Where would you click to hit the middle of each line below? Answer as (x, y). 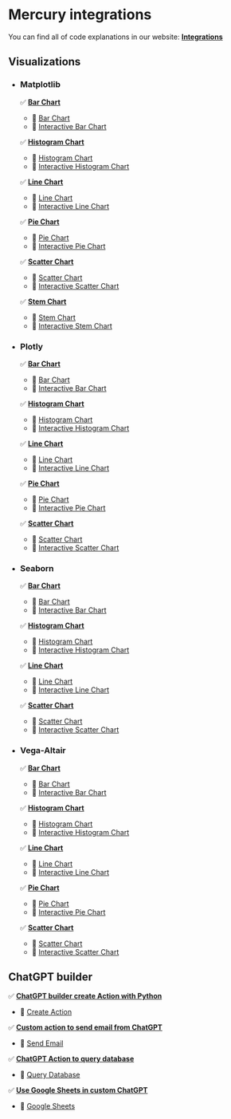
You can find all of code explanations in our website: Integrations (115, 37)
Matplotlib (40, 85)
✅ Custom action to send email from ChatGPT (86, 1027)
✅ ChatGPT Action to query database (71, 1059)
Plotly (31, 346)
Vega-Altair (43, 751)
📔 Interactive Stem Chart (72, 325)
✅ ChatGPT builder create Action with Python (85, 996)
